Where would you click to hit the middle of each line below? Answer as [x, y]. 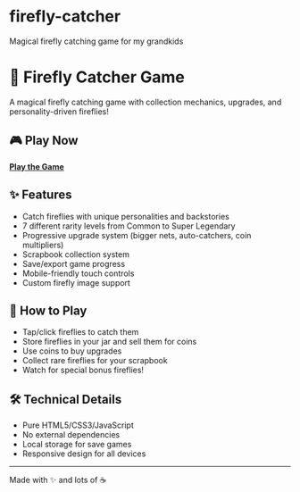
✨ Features [41, 195]
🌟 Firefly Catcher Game [97, 77]
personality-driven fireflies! [59, 111]
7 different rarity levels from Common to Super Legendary [129, 226]
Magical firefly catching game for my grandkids [96, 41]
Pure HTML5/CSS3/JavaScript [78, 425]
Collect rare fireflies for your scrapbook [95, 361]
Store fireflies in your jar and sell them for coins [109, 342]
